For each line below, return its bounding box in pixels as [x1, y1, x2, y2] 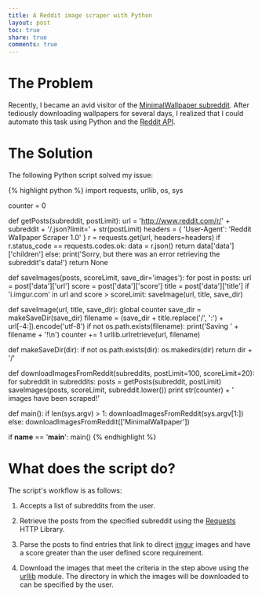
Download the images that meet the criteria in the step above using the [19, 562, 249, 573]
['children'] [8, 249, 44, 259]
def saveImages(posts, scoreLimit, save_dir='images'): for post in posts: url [8, 273, 252, 282]
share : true [8, 33, 47, 42]
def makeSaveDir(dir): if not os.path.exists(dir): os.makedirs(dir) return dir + [8, 345, 253, 354]
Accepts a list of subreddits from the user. [19, 501, 155, 510]
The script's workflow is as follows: [8, 486, 123, 495]
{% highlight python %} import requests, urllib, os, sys [8, 186, 184, 195]
